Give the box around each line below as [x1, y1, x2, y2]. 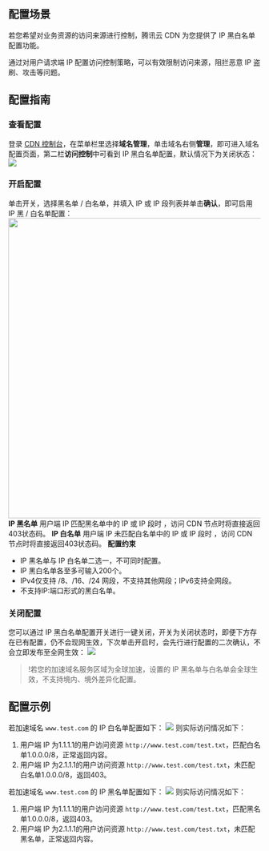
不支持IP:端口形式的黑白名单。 [19, 585, 120, 595]
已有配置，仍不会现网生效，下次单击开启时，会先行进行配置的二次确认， [14, 637, 254, 647]
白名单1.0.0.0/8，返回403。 [19, 769, 111, 779]
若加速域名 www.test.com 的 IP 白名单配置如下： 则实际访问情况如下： [8, 723, 247, 733]
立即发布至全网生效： [14, 648, 86, 657]
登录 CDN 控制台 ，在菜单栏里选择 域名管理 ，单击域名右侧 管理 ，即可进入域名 [8, 138, 259, 148]
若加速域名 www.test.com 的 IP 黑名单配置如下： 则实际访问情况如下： [8, 787, 247, 797]
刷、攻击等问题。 [8, 67, 65, 77]
